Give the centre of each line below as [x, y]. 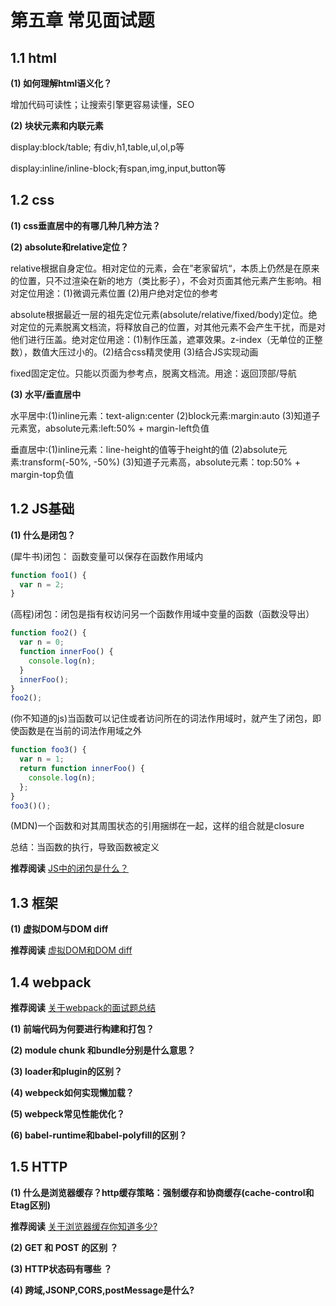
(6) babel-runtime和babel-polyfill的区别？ [99, 1135]
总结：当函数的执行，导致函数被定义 [85, 847]
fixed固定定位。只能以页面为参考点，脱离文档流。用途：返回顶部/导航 [153, 373]
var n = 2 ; [42, 584]
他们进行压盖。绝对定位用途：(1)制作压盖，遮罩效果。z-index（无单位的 [158, 339]
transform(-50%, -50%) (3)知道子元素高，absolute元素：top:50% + [161, 462]
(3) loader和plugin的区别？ [66, 1071]
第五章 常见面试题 [82, 20]
